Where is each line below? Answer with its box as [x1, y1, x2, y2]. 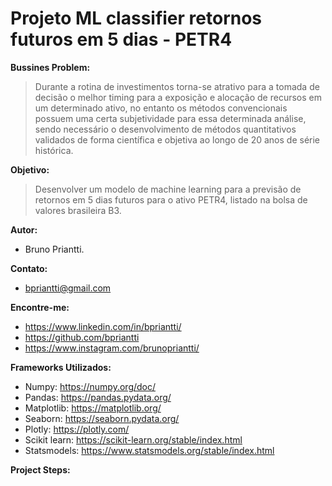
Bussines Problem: [10, 61, 91, 73]
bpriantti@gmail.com [24, 282, 112, 294]
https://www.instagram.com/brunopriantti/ [24, 342, 200, 354]
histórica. [34, 144, 74, 156]
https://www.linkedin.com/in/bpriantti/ [24, 320, 182, 332]
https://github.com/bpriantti [24, 331, 140, 343]
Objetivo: [10, 163, 50, 176]
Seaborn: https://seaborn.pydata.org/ [24, 412, 180, 424]
